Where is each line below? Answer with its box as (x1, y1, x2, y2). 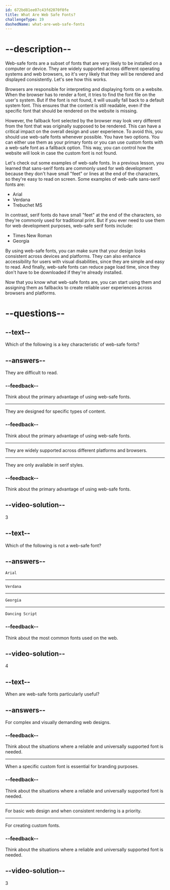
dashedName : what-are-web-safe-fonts (5, 21, 85, 27)
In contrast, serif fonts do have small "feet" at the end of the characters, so (5, 212, 162, 218)
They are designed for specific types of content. (5, 408, 106, 414)
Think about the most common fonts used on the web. (5, 635, 118, 641)
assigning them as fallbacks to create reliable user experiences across (5, 285, 152, 291)
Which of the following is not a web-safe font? (5, 542, 102, 548)
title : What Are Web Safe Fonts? (5, 12, 76, 17)
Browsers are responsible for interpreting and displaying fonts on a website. (5, 86, 163, 92)
